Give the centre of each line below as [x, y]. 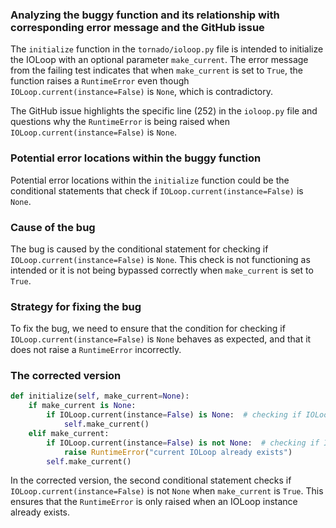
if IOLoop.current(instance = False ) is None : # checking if [174, 415]
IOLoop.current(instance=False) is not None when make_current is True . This [167, 491]
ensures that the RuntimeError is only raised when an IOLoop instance [154, 502]
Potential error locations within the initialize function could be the [150, 180]
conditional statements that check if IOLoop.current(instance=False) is [157, 190]
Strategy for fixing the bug [76, 306]
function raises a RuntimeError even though [100, 81]
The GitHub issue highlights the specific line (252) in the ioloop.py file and [164, 111]
